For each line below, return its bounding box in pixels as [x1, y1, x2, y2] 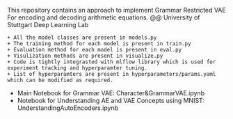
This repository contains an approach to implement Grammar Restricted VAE [7, 6, 226, 14]
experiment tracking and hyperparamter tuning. [7, 65, 148, 72]
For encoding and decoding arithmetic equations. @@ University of [7, 13, 200, 22]
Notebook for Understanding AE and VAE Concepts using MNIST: [17, 97, 205, 104]
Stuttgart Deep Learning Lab [7, 21, 89, 29]
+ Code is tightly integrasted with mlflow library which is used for [7, 58, 216, 65]
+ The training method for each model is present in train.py [7, 40, 191, 47]
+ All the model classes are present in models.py [7, 34, 157, 41]
